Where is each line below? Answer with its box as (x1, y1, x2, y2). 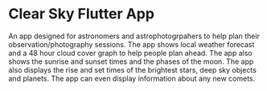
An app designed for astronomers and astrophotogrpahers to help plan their (8, 31, 260, 41)
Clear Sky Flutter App (8, 5, 155, 23)
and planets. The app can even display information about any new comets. (8, 73, 256, 83)
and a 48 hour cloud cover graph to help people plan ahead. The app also (8, 48, 253, 57)
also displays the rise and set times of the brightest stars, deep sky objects (8, 65, 257, 74)
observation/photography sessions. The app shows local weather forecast (8, 39, 255, 49)
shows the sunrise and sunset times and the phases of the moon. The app (8, 57, 254, 66)
